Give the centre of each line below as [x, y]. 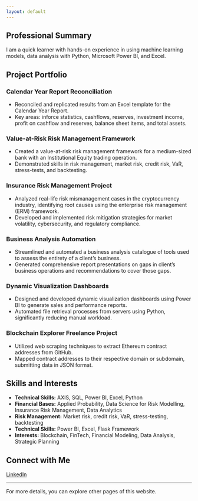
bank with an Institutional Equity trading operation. [76, 158]
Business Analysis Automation [51, 239]
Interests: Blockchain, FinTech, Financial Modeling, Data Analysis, [95, 435]
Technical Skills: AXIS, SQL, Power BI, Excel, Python [79, 397]
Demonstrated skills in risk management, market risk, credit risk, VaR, [99, 164]
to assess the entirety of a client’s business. [68, 258]
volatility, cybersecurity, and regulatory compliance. [77, 224]
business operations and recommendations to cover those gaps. [93, 271]
